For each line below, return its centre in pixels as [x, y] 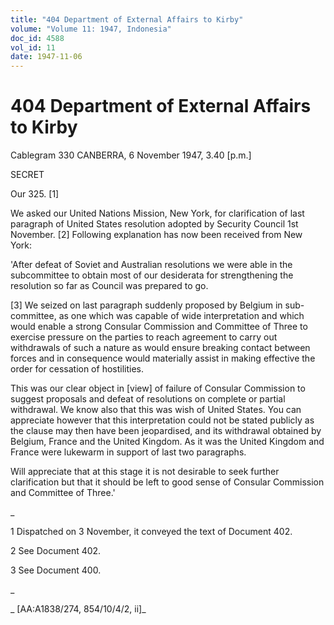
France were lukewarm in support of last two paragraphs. [128, 452]
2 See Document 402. [56, 551]
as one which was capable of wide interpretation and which [181, 316]
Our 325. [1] [35, 194]
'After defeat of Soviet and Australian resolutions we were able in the [151, 265]
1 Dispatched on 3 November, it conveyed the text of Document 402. [151, 532]
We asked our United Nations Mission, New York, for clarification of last [157, 213]
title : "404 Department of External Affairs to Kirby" [127, 19]
